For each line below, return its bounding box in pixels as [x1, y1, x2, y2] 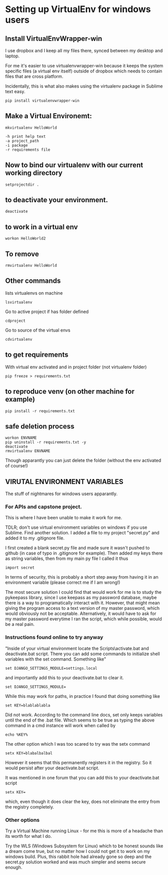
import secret [5, 565, 35, 571]
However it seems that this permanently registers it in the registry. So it [5, 759, 152, 765]
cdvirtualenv [5, 337, 33, 342]
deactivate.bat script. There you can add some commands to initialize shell [5, 651, 160, 657]
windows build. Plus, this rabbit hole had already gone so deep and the [5, 854, 152, 860]
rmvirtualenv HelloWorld [5, 263, 57, 268]
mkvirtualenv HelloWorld [5, 125, 57, 130]
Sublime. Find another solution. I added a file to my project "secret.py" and [5, 530, 159, 536]
